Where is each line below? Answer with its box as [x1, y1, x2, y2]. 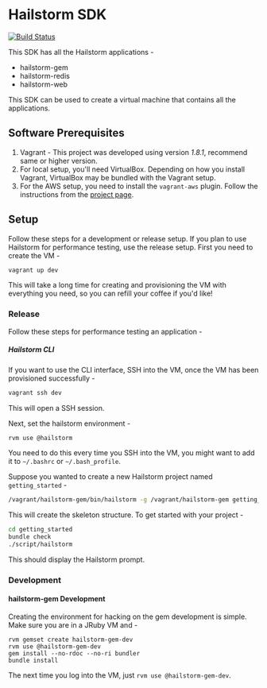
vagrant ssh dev [8, 388, 62, 396]
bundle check [8, 533, 52, 541]
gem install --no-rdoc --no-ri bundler [8, 650, 141, 658]
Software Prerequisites [8, 126, 125, 140]
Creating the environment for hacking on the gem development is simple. [8, 612, 248, 621]
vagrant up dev [8, 266, 59, 274]
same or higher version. [19, 156, 98, 165]
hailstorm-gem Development [8, 594, 106, 604]
